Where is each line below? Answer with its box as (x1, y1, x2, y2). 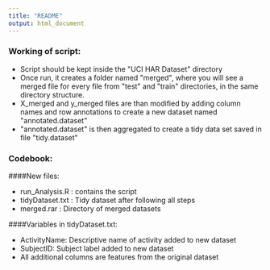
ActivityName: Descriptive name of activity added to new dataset (19, 235, 236, 245)
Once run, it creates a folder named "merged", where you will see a (19, 73, 244, 82)
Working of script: (8, 46, 81, 57)
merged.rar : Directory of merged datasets (19, 204, 161, 214)
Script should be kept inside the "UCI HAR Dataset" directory (19, 64, 223, 73)
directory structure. (19, 89, 85, 99)
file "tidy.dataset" (19, 132, 78, 142)
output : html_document (8, 19, 85, 27)
